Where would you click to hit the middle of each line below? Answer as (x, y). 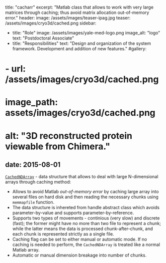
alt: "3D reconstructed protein (69, 135)
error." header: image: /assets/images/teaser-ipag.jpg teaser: (68, 18)
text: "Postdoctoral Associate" (43, 38)
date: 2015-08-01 (33, 164)
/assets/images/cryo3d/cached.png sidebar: (51, 23)
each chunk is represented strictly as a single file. (63, 234)
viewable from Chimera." (58, 146)
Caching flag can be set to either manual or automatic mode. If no (80, 240)
